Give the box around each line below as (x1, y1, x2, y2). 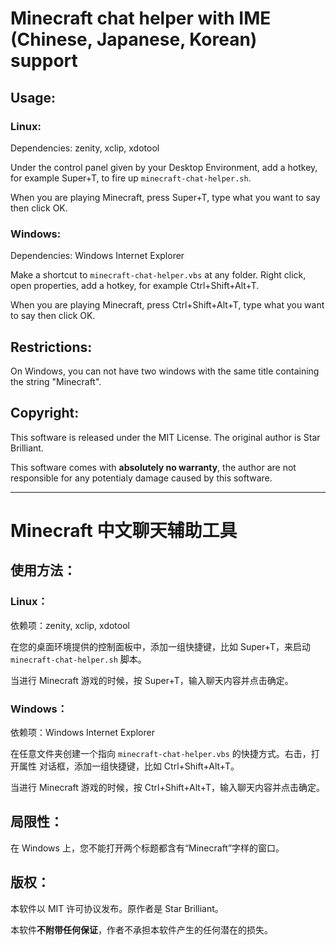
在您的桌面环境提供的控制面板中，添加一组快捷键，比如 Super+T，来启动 (10, 640, 311, 652)
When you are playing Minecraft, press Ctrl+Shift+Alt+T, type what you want (10, 299, 325, 311)
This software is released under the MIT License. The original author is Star (10, 431, 321, 443)
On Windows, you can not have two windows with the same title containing (10, 365, 320, 377)
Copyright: (10, 405, 80, 422)
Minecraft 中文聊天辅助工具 (10, 519, 238, 542)
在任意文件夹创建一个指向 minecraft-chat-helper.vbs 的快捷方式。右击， (10, 747, 312, 759)
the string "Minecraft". (10, 375, 102, 387)
